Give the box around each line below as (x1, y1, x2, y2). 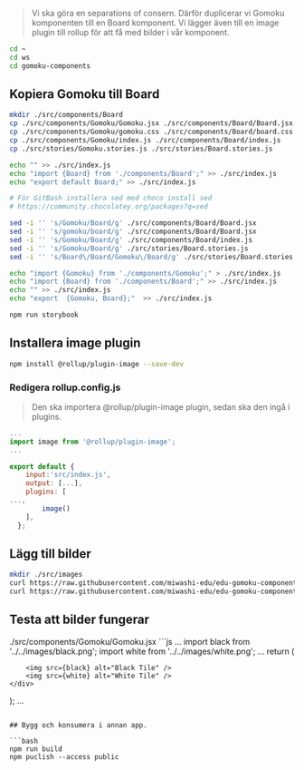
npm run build (9, 744, 63, 754)
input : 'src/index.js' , (25, 471, 111, 480)
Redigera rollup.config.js (9, 381, 121, 394)
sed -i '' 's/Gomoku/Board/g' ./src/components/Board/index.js (9, 235, 253, 244)
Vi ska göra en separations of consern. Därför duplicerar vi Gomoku (31, 8, 285, 18)
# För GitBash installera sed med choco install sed (9, 194, 213, 203)
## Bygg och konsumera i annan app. (9, 720, 147, 729)
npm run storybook (9, 310, 79, 320)
